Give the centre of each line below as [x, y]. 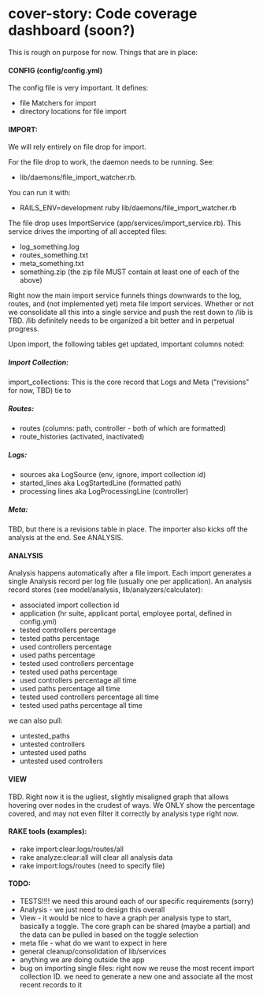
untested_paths [45, 736]
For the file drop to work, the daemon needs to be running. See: [111, 162]
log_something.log [50, 247]
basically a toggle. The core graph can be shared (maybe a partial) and [135, 927]
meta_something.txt [52, 264]
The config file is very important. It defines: [78, 88]
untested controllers [52, 744]
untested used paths [53, 753]
